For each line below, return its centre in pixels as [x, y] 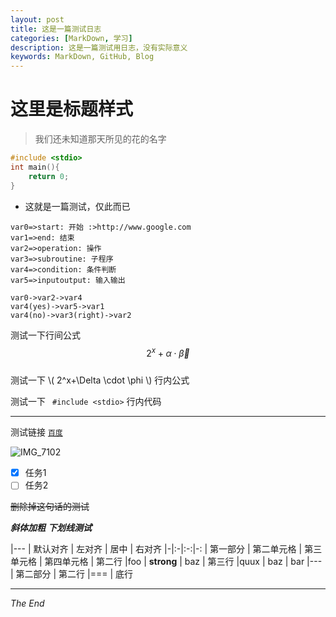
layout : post [37, 19]
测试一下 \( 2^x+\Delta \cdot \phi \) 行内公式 [100, 380]
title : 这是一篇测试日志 [56, 29]
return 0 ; [49, 176]
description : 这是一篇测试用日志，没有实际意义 [99, 47]
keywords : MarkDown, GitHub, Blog [82, 57]
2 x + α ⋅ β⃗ [168, 352]
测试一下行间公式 [45, 335]
